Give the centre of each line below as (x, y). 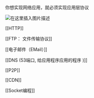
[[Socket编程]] (20, 90)
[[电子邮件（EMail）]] (26, 49)
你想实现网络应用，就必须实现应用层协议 (47, 7)
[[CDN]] (13, 80)
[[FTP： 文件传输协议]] (29, 39)
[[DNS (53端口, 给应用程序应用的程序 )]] (46, 60)
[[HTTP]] (14, 28)
